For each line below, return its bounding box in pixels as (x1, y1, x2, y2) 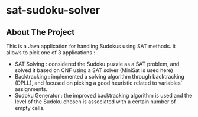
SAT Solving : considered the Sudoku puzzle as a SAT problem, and (14, 60, 180, 67)
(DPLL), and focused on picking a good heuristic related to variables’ (14, 79, 182, 86)
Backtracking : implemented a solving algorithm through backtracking (14, 73, 185, 80)
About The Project (6, 27, 75, 37)
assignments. (14, 86, 48, 92)
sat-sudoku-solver (6, 4, 100, 17)
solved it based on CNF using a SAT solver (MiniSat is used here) (14, 67, 173, 74)
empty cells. (14, 105, 45, 111)
